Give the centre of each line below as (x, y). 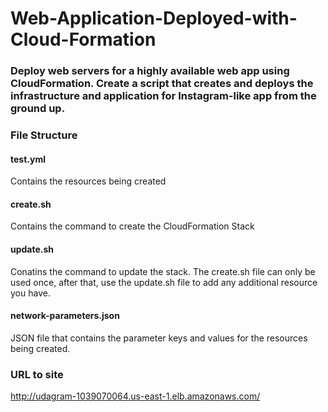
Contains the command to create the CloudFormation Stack (132, 226)
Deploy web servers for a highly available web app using (150, 71)
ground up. (38, 109)
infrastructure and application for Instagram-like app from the (163, 96)
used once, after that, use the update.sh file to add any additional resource (164, 282)
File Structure (44, 135)
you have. (30, 293)
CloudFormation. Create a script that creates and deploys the (162, 84)
